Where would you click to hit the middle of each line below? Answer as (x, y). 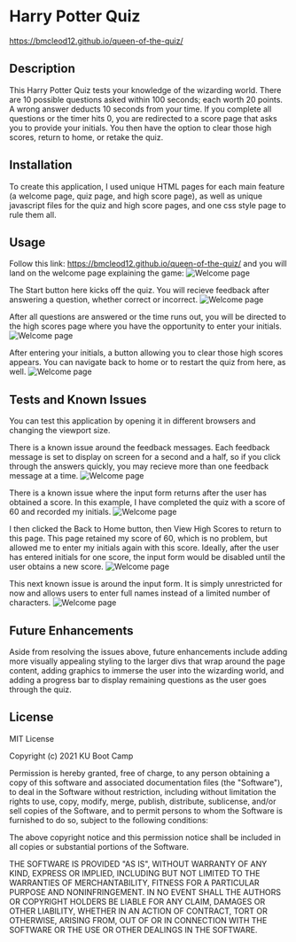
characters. (30, 603)
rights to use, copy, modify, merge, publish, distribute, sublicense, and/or (143, 801)
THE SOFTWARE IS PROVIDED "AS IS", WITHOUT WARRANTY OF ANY (138, 864)
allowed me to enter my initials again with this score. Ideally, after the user (144, 548)
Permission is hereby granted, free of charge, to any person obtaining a (140, 773)
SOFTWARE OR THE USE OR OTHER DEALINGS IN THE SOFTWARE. (133, 930)
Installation (41, 165)
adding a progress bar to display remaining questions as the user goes (138, 680)
